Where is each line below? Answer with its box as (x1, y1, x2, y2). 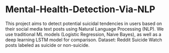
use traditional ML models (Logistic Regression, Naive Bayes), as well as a (5, 31, 161, 37)
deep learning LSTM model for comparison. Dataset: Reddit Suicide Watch (5, 37, 162, 43)
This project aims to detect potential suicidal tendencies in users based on (5, 20, 162, 26)
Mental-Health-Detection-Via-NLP (5, 4, 155, 15)
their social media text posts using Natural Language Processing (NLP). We (5, 25, 164, 32)
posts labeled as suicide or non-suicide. (5, 42, 90, 48)
